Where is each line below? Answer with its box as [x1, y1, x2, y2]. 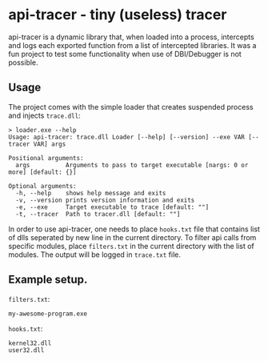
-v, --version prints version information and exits [15, 196, 195, 204]
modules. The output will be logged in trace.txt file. [8, 250, 182, 259]
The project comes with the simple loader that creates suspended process [8, 102, 254, 111]
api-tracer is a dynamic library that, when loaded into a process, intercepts [8, 32, 254, 42]
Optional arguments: [8, 182, 78, 190]
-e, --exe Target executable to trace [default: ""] [15, 203, 210, 211]
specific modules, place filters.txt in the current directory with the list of [8, 241, 254, 251]
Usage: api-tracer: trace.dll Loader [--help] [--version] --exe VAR [8, 133, 246, 141]
